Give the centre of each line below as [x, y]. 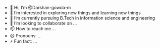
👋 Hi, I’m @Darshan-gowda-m [40, 8]
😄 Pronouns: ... [26, 36]
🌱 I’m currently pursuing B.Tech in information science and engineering [82, 18]
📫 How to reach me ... [33, 29]
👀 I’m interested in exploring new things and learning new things [75, 13]
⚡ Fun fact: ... [23, 41]
